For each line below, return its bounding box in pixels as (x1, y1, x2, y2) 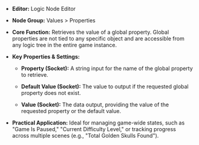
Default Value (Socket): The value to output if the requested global (21, 83, 189, 90)
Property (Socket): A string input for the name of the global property (21, 65, 194, 72)
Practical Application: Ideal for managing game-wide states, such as (11, 119, 185, 126)
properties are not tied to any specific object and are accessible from (11, 35, 184, 42)
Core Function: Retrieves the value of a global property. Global (11, 28, 169, 36)
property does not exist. (21, 89, 82, 96)
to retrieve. (21, 71, 48, 78)
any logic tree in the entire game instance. (11, 42, 117, 48)
